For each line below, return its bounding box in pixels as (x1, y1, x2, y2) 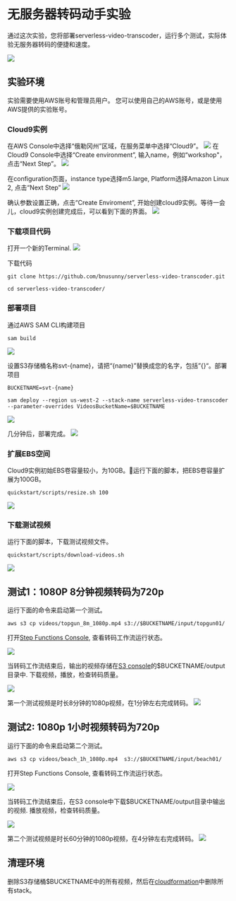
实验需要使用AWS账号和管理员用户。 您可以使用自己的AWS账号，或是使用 (7, 96, 223, 105)
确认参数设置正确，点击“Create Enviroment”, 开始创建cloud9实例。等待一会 (7, 199, 225, 207)
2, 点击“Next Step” (7, 183, 61, 192)
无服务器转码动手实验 (7, 6, 132, 23)
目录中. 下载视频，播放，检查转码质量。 (7, 670, 122, 679)
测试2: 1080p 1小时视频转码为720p (7, 721, 160, 733)
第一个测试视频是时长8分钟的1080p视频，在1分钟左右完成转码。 (7, 699, 192, 707)
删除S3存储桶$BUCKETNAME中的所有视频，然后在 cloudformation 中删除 (7, 877, 218, 885)
